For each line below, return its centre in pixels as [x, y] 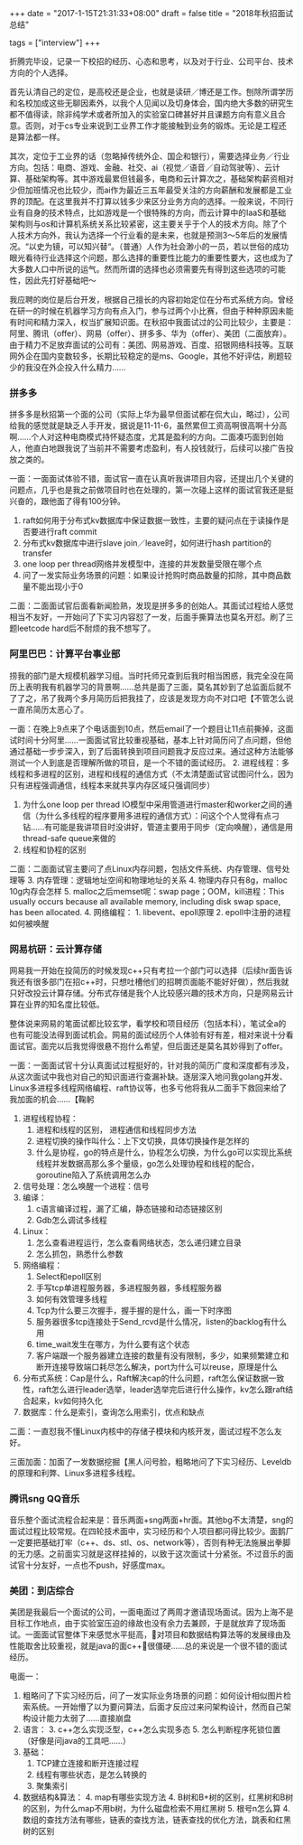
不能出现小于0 [57, 586]
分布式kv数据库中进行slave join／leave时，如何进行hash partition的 [147, 543]
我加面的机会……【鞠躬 [52, 1099]
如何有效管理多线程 [72, 1298]
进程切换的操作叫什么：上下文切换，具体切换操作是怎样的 [142, 1140]
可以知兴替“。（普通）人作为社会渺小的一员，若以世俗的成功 [179, 246]
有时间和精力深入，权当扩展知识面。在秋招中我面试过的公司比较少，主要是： [151, 322]
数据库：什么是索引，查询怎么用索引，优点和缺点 [113, 1411]
